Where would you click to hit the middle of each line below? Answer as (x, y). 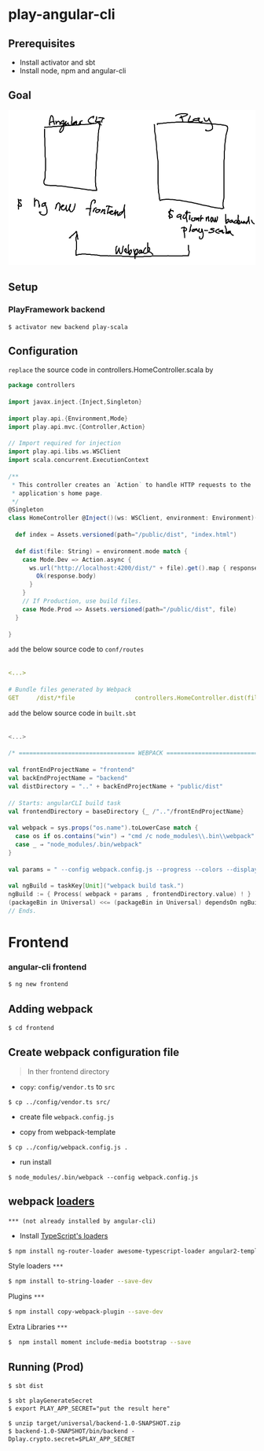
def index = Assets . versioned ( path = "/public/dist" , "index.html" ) (126, 535)
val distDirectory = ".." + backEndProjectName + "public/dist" (115, 786)
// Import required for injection (65, 443)
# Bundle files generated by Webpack (70, 690)
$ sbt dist (26, 1386)
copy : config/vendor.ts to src (67, 1087)
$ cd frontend (31, 1028)
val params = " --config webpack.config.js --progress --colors (115, 869)
